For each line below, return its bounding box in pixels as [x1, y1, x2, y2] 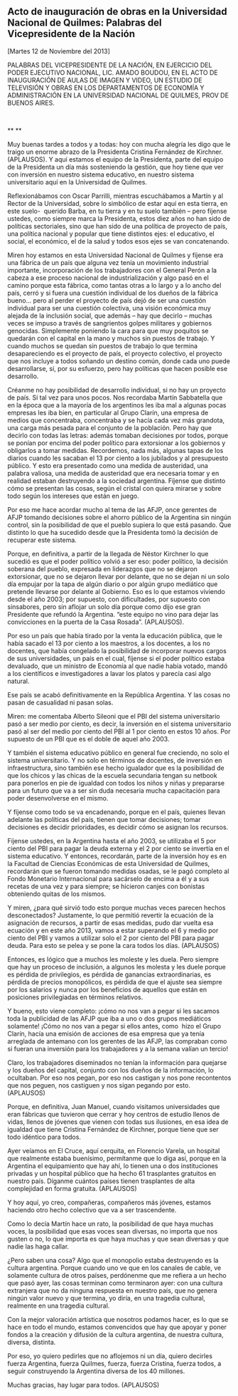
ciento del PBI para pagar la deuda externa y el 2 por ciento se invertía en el [7, 844, 229, 853]
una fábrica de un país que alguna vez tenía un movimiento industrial [7, 258, 209, 266]
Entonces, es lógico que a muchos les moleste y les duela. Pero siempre [7, 954, 219, 964]
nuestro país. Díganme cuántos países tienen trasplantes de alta [7, 1177, 195, 1185]
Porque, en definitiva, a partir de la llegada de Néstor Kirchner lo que [7, 549, 209, 558]
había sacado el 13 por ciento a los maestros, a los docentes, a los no [7, 639, 211, 647]
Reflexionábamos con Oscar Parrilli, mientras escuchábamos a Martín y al [7, 192, 224, 200]
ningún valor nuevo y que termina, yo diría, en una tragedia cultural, [7, 1293, 206, 1302]
